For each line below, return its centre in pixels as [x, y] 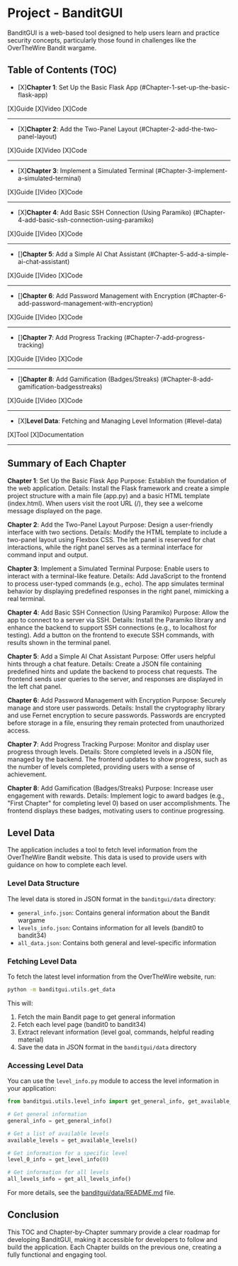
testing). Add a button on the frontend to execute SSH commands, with [111, 635]
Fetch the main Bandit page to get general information [96, 1017]
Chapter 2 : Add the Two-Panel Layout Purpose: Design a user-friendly [110, 524]
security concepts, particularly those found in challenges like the [102, 40]
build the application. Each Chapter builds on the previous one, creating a [114, 1247]
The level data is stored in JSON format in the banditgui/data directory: [112, 898]
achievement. [27, 774]
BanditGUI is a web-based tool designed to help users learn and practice [113, 33]
